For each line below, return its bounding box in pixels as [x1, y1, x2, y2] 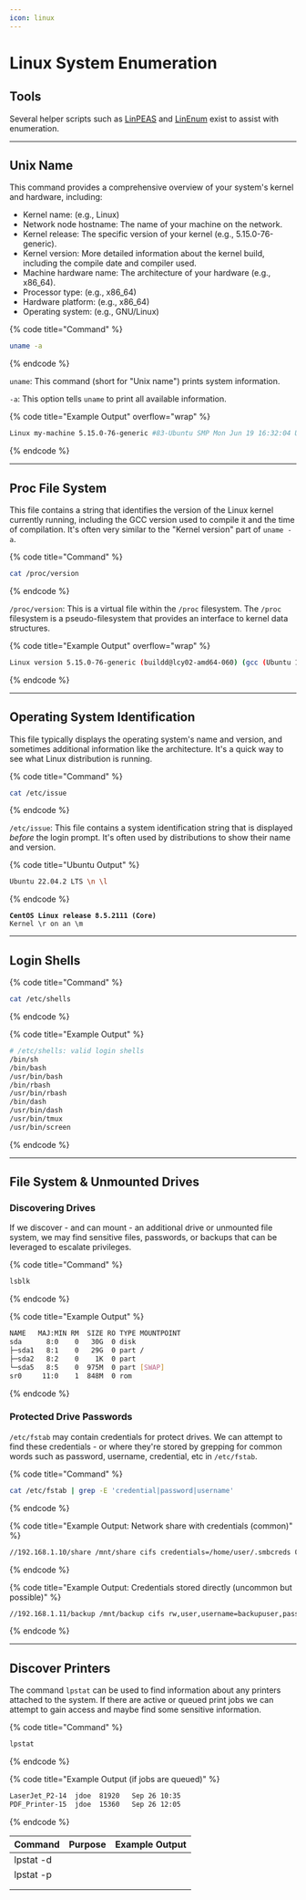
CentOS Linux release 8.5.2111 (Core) [9, 912, 157, 921]
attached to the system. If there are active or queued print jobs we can [9, 1695, 274, 1706]
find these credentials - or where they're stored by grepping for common [9, 1441, 282, 1452]
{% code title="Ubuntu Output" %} [9, 860, 140, 871]
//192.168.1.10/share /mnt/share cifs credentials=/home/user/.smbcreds [9, 1548, 291, 1557]
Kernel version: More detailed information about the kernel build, [22, 248, 266, 259]
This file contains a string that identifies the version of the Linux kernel [9, 505, 274, 516]
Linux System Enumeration [9, 52, 218, 73]
